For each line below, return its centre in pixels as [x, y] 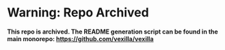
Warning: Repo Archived [78, 13]
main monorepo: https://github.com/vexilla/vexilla [80, 38]
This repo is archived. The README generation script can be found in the [113, 32]
